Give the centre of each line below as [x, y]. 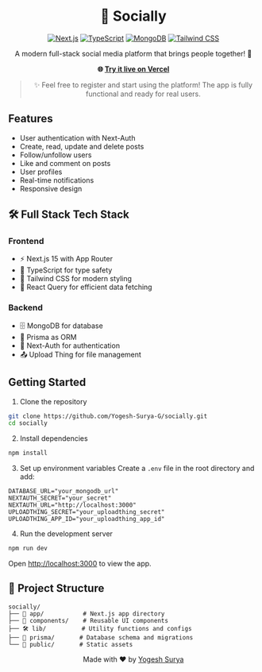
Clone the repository [53, 401]
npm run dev [28, 548]
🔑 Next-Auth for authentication [70, 346]
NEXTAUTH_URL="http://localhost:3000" [72, 505]
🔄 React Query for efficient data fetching [86, 287]
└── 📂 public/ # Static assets [71, 644]
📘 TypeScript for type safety [66, 270]
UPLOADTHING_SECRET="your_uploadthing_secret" [87, 512]
